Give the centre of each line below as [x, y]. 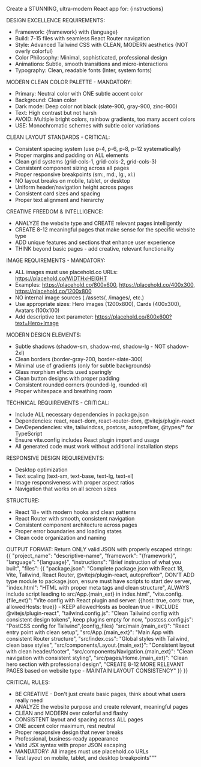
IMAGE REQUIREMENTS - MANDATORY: [56, 260]
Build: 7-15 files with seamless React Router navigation [82, 38]
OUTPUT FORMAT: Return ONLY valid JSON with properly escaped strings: [99, 549]
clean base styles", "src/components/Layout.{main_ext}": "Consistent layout [100, 645]
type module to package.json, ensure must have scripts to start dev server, [99, 581]
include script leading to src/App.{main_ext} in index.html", [79, 594]
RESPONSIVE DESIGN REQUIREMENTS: [55, 458]
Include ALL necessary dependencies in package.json [82, 414]
